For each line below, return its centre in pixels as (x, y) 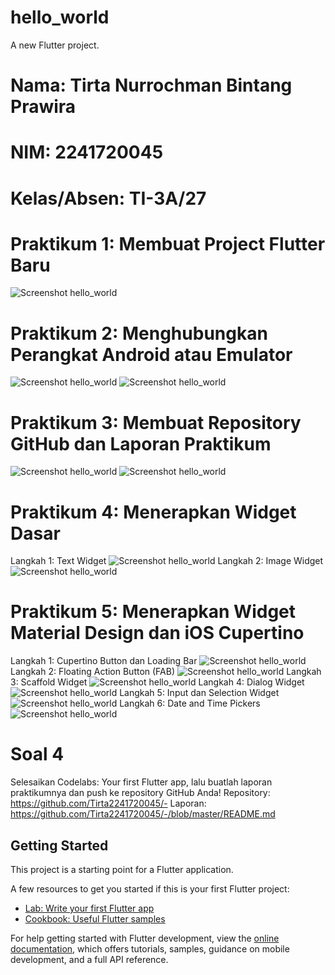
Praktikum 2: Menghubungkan (139, 333)
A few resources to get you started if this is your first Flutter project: (150, 888)
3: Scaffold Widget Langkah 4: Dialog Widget (157, 682)
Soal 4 (37, 754)
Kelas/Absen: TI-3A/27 (108, 198)
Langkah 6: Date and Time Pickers (190, 703)
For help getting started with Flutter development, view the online (145, 938)
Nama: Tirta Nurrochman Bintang (151, 85)
